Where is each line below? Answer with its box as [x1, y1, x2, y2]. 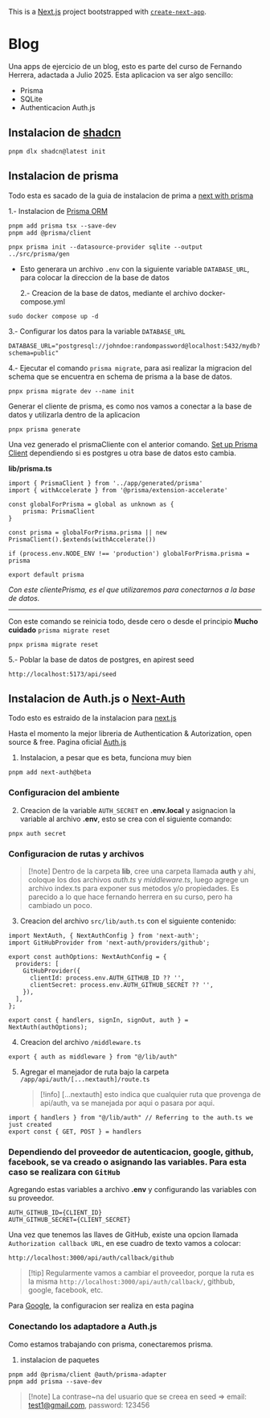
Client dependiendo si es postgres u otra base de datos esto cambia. [8, 448, 237, 458]
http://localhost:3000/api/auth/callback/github [8, 1254, 174, 1262]
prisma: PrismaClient [22, 507, 95, 516]
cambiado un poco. [27, 900, 92, 910]
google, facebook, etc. [27, 1285, 103, 1295]
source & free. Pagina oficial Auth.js [8, 738, 127, 747]
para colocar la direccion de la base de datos [19, 273, 170, 282]
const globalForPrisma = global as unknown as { [8, 500, 174, 508]
